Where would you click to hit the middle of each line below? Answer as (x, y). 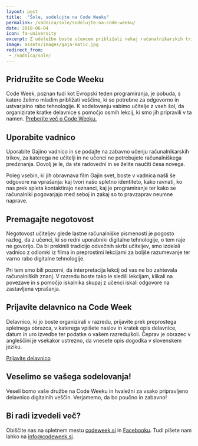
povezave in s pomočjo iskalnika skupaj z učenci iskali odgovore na (88, 283)
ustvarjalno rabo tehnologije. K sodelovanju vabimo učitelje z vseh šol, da (95, 106)
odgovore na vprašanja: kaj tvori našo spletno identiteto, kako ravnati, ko (94, 182)
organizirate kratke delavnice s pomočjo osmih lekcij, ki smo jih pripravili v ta (99, 112)
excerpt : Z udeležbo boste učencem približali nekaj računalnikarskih (95, 39)
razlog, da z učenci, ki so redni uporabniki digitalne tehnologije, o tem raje (96, 240)
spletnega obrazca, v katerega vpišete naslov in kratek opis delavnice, (91, 328)
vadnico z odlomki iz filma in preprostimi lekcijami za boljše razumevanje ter (98, 252)
